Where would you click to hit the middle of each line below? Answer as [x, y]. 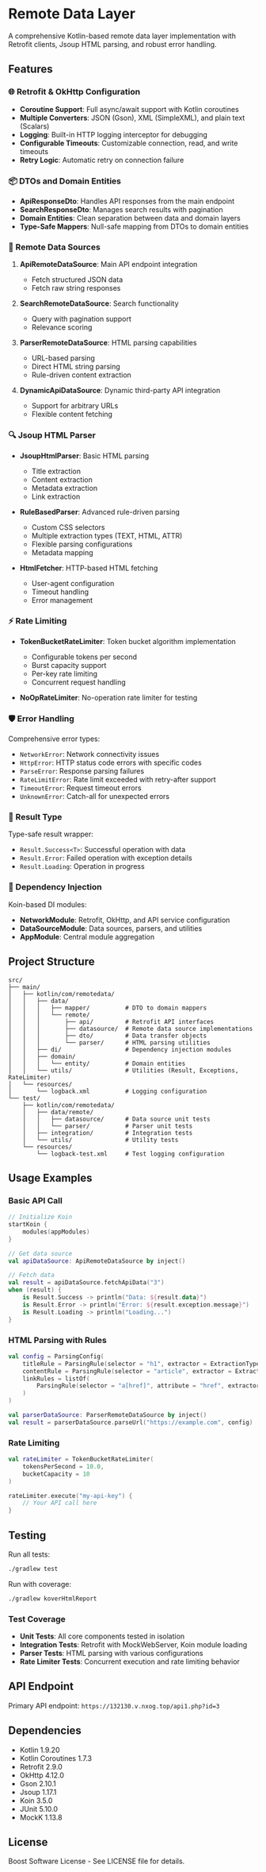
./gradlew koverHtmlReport [53, 1598]
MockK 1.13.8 [41, 1817]
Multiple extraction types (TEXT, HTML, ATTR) [107, 535]
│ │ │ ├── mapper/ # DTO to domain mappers [108, 1008]
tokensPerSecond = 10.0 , [63, 1466]
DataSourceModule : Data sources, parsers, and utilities [111, 928]
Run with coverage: [40, 1584]
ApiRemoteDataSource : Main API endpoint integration [108, 264]
